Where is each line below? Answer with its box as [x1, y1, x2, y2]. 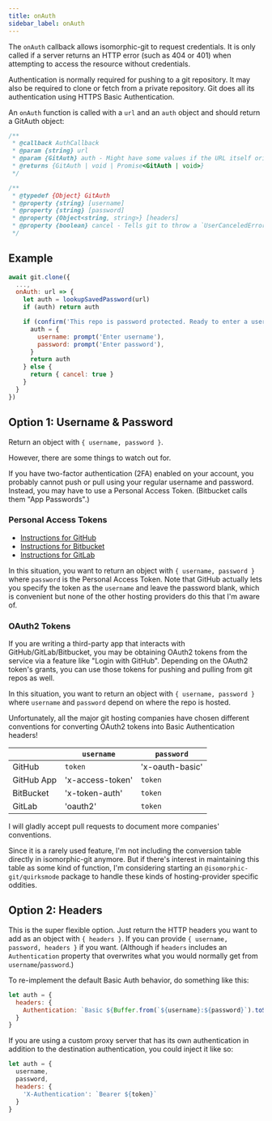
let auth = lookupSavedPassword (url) [23, 296, 151, 304]
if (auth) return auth [23, 303, 100, 312]
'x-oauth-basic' [140, 761, 203, 773]
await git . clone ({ [8, 273, 70, 281]
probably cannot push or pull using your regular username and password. [8, 477, 254, 487]
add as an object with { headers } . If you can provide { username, [8, 933, 228, 944]
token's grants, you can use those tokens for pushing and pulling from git [8, 665, 253, 675]
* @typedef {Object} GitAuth [11, 191, 111, 199]
